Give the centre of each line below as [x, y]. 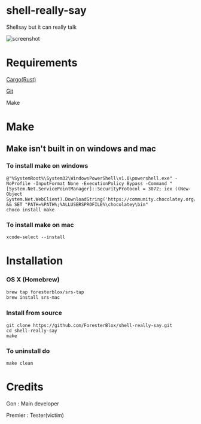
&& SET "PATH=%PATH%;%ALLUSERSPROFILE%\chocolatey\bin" [77, 204]
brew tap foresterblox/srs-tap [45, 292]
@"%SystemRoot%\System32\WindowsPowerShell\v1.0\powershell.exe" [89, 178]
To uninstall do [28, 351]
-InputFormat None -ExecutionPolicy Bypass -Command [100, 183]
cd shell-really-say [32, 331]
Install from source [34, 313]
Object [14, 194]
